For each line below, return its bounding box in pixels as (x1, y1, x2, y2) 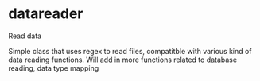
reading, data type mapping (8, 63, 99, 72)
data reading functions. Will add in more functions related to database (8, 55, 237, 64)
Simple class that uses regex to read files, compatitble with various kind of (8, 46, 252, 56)
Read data (8, 31, 42, 40)
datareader (8, 5, 83, 23)
